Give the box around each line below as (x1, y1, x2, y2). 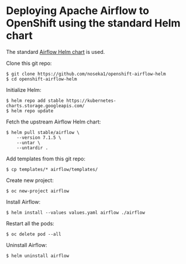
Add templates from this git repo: (6, 155, 86, 162)
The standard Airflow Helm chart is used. (6, 48, 105, 55)
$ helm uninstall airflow (6, 253, 69, 259)
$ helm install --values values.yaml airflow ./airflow (6, 210, 145, 215)
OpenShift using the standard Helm (6, 16, 181, 30)
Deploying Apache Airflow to (6, 4, 149, 18)
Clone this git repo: (6, 60, 52, 67)
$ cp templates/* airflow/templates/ (6, 166, 98, 172)
